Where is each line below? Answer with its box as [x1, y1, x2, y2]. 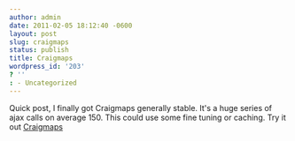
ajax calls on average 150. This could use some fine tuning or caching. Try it [9, 112, 286, 122]
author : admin [9, 12, 62, 22]
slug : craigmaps [9, 37, 69, 47]
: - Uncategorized [9, 78, 77, 87]
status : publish [9, 46, 69, 55]
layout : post [9, 29, 58, 38]
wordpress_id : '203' [9, 63, 86, 71]
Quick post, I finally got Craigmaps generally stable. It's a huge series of [9, 102, 273, 113]
